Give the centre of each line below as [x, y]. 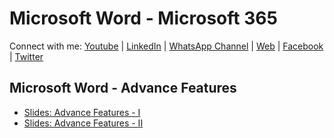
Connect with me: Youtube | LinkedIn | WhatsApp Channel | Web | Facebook [166, 46]
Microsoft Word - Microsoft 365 [143, 18]
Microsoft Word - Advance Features [123, 88]
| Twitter [26, 56]
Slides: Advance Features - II [83, 123]
